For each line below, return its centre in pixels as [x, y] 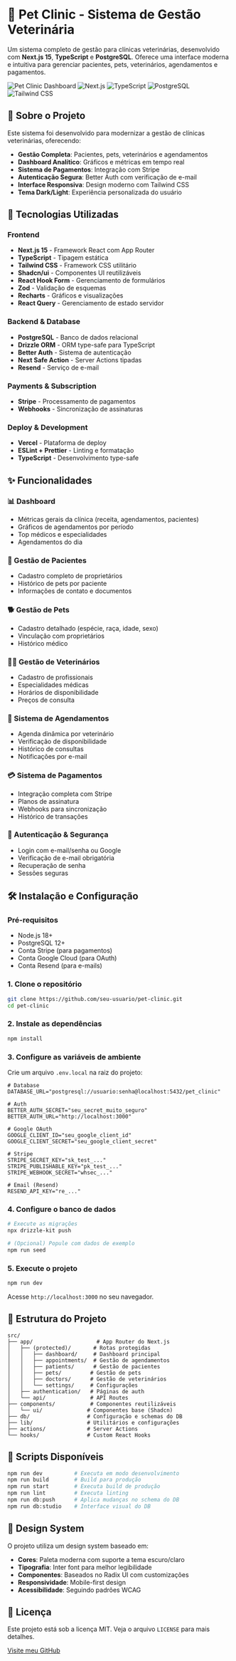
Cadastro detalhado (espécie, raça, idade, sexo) [88, 628]
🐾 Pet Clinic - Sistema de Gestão [104, 15]
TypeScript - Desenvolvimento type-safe [78, 458]
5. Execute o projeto [43, 1268]
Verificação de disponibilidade [62, 742]
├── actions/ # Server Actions [73, 1429]
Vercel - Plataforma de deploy [62, 443]
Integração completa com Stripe [65, 794]
